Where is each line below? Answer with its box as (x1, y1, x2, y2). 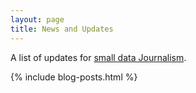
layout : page (10, 14, 65, 25)
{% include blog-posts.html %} (10, 71, 138, 83)
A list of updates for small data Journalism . (10, 51, 187, 63)
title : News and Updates (10, 24, 114, 34)
